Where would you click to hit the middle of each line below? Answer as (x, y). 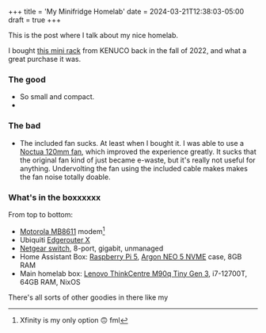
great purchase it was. (45, 59)
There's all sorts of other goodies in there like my (88, 297)
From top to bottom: (41, 214)
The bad (25, 126)
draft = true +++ (35, 20)
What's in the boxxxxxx (55, 197)
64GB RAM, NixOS (50, 281)
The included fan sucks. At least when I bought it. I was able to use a (131, 143)
